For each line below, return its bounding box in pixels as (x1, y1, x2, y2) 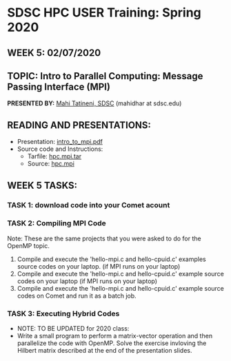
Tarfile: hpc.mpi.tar (27, 152, 81, 161)
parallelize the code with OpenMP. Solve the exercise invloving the (17, 339, 207, 347)
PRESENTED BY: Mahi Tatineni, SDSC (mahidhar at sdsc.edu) (7, 99, 182, 107)
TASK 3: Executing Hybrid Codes (7, 309, 120, 318)
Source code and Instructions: (17, 145, 103, 153)
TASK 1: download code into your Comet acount (7, 200, 170, 209)
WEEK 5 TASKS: (7, 179, 78, 191)
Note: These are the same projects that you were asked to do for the (7, 234, 201, 243)
